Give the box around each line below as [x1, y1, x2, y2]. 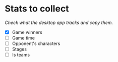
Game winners [12, 29, 42, 35]
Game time [12, 35, 35, 40]
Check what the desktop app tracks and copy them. [5, 19, 113, 25]
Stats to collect [5, 3, 69, 14]
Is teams [12, 52, 30, 58]
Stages [12, 46, 27, 52]
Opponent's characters [12, 40, 61, 46]
